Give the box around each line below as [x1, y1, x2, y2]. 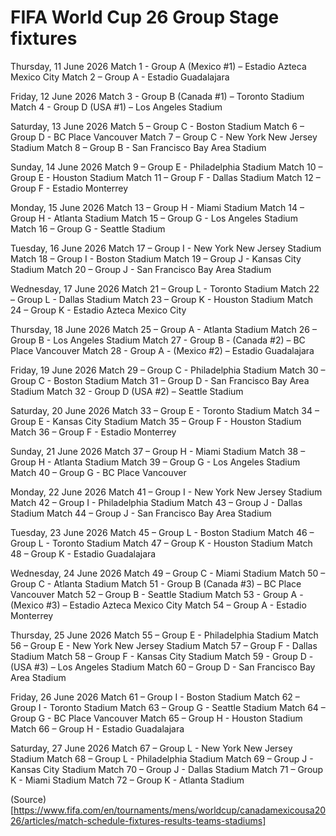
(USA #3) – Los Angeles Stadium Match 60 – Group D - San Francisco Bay [10, 661, 316, 673]
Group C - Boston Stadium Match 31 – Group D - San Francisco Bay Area [10, 374, 310, 386]
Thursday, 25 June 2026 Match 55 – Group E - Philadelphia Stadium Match [10, 629, 319, 641]
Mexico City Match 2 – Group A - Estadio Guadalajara [10, 71, 230, 83]
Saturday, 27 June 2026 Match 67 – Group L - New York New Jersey [10, 742, 293, 754]
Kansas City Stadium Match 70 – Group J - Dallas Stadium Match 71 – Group [10, 763, 324, 775]
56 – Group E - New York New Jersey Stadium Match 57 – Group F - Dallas [10, 639, 318, 651]
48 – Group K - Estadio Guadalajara [10, 547, 157, 560]
